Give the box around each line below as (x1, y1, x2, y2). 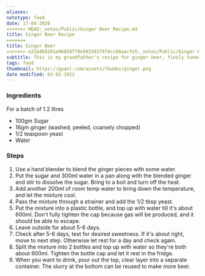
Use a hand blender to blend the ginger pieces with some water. (15, 165, 177, 172)
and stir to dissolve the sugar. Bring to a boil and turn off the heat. (15, 178, 181, 186)
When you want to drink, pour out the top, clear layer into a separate (15, 256, 187, 263)
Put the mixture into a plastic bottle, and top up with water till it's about (15, 204, 193, 211)
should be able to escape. (15, 217, 81, 224)
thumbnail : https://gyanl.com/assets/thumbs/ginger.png (6, 65, 151, 72)
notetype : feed (6, 15, 45, 21)
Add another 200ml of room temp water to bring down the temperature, (15, 185, 195, 192)
